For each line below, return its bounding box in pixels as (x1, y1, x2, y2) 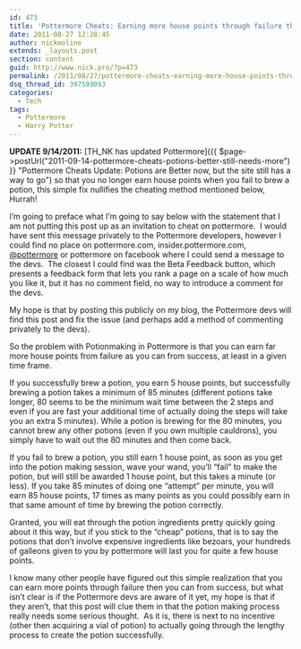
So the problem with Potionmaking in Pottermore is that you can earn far (9, 342, 276, 351)
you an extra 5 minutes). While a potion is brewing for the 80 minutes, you (9, 416, 282, 426)
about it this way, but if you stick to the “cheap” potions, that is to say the (9, 526, 279, 537)
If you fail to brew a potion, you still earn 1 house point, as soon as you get (9, 452, 283, 463)
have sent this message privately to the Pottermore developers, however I (9, 230, 282, 240)
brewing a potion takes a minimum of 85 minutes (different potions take (9, 387, 273, 397)
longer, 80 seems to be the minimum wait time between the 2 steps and (9, 396, 274, 407)
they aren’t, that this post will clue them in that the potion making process (9, 601, 280, 611)
